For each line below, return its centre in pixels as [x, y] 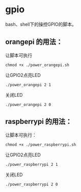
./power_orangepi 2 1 [28, 85]
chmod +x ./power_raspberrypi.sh [41, 144]
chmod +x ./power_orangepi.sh [37, 65]
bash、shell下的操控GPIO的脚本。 [41, 24]
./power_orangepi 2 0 [28, 104]
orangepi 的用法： [34, 42]
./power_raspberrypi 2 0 [32, 184]
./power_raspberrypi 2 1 [32, 164]
